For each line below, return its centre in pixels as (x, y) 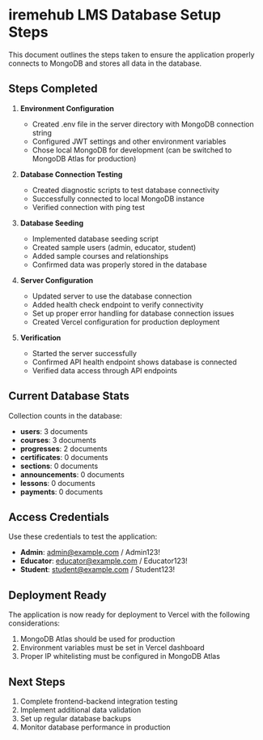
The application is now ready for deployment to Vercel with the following (129, 615)
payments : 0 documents (62, 492)
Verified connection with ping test (89, 207)
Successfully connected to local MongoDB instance (118, 198)
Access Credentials (59, 517)
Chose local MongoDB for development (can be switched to (132, 150)
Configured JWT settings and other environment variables (129, 141)
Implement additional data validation (81, 710)
